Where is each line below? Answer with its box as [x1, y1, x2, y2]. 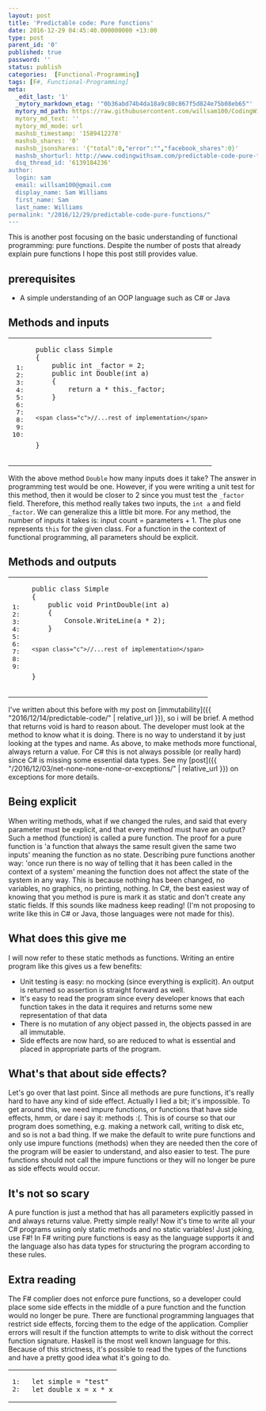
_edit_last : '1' [15, 93, 69, 101]
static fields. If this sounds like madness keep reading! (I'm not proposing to [8, 901, 256, 910]
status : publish [8, 63, 62, 71]
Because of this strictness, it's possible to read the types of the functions [8, 1344, 247, 1354]
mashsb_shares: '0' [15, 136, 80, 145]
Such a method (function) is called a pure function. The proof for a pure [8, 833, 242, 843]
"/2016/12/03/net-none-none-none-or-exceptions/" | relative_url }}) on [8, 763, 239, 773]
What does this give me [8, 932, 127, 946]
